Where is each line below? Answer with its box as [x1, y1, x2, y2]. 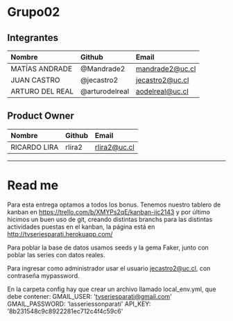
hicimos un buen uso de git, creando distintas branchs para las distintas [7, 215, 213, 223]
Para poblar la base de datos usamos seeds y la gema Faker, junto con [7, 243, 209, 252]
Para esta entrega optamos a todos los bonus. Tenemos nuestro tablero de [7, 200, 221, 209]
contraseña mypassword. [7, 271, 80, 279]
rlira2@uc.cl [94, 142, 135, 152]
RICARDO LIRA [10, 142, 59, 152]
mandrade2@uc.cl [135, 64, 196, 73]
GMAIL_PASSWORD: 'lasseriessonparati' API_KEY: [7, 300, 151, 308]
